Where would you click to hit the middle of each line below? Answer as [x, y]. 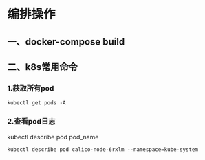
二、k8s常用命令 [42, 67]
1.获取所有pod [31, 88]
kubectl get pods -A [37, 103]
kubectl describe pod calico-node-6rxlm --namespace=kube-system [102, 149]
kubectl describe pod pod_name [53, 137]
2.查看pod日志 [31, 122]
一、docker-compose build [66, 42]
